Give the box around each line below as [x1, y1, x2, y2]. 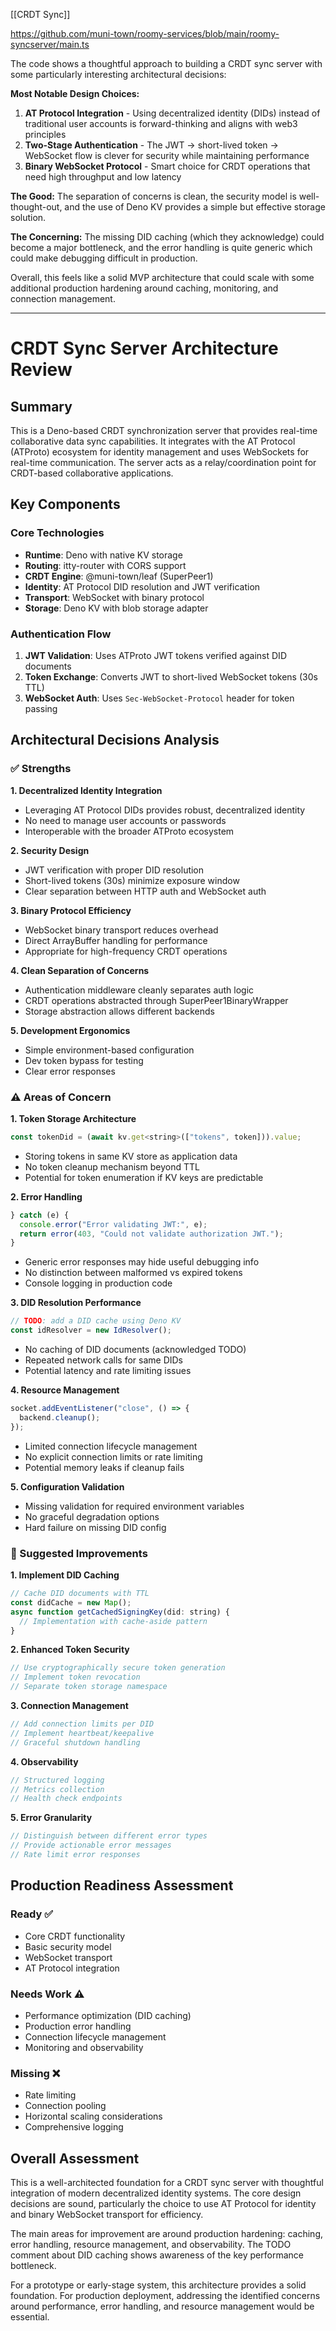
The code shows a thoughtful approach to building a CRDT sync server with [10, 58, 323, 69]
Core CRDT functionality [24, 1930, 126, 1942]
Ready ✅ [10, 1907, 53, 1921]
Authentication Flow [10, 627, 112, 641]
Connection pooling [24, 2100, 107, 2112]
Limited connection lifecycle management [24, 1440, 198, 1452]
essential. [10, 2310, 50, 2323]
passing [24, 702, 58, 714]
